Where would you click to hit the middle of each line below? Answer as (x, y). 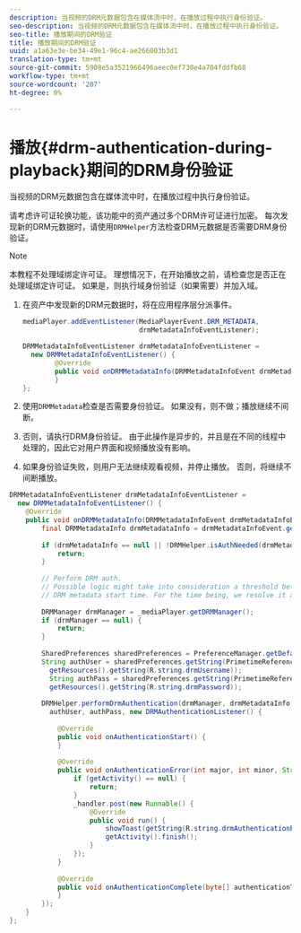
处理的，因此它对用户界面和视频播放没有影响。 (108, 448)
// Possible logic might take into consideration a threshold (160, 587)
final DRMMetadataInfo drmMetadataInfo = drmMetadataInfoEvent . (164, 528)
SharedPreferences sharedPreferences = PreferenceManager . (154, 654)
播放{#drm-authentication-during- (141, 148)
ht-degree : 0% (36, 92)
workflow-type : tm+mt (50, 76)
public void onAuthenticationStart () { (131, 737)
